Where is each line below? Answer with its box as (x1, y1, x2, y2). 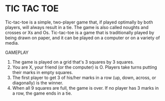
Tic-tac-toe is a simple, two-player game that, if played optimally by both (5, 19, 153, 25)
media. (5, 40, 19, 46)
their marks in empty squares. (12, 69, 73, 75)
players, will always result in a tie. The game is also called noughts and (5, 24, 149, 30)
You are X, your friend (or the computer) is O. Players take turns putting (12, 64, 157, 70)
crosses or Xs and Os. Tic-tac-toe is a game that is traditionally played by (5, 29, 154, 35)
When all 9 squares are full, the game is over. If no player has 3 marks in (12, 85, 159, 91)
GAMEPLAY (5, 50, 29, 55)
